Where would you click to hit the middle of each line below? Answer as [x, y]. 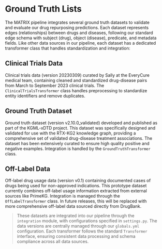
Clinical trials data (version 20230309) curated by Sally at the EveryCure [77, 75]
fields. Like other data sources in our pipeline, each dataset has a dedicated [81, 43]
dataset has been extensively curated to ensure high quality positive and [77, 143]
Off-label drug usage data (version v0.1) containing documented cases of [78, 181]
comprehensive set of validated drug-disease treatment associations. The [79, 138]
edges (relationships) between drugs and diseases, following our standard [79, 33]
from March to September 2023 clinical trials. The [55, 85]
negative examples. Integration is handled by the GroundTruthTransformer [78, 149]
